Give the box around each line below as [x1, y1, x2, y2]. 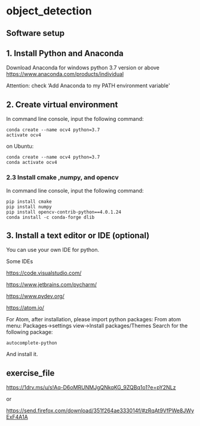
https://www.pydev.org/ [6, 293, 64, 300]
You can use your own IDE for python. [6, 247, 100, 254]
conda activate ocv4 [6, 160, 58, 166]
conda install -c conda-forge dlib [6, 214, 95, 220]
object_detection [6, 4, 93, 18]
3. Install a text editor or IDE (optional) [6, 230, 150, 241]
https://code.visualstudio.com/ [6, 269, 82, 276]
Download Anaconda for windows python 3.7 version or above [6, 64, 160, 71]
